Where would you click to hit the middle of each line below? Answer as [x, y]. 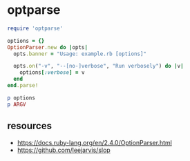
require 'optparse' [35, 28]
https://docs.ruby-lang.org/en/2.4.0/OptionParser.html [95, 142]
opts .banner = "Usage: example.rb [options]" [80, 54]
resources [29, 126]
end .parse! [23, 86]
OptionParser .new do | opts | [48, 47]
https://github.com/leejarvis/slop [64, 150]
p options [21, 98]
